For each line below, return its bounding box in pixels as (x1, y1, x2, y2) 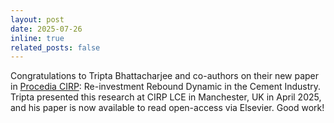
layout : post (10, 14, 65, 25)
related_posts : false (10, 42, 101, 53)
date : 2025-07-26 (10, 24, 83, 34)
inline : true (10, 33, 65, 43)
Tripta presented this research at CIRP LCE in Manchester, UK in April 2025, (10, 91, 322, 103)
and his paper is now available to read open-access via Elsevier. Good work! (10, 102, 325, 114)
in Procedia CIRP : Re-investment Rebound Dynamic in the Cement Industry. (10, 81, 322, 93)
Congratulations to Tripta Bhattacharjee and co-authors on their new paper (10, 70, 320, 82)
